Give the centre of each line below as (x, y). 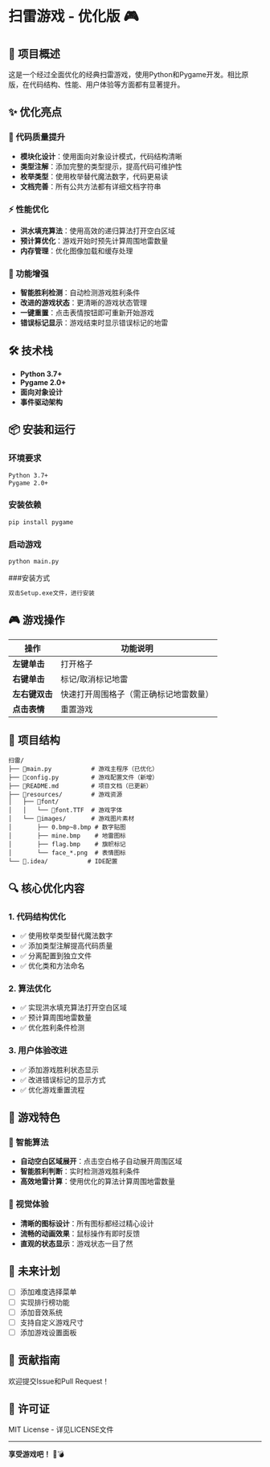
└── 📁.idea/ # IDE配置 (63, 862)
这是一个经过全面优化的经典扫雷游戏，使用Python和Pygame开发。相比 (125, 74)
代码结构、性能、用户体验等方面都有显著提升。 (107, 84)
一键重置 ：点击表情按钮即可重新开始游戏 (87, 313)
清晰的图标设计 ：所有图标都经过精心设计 (87, 1223)
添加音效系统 (41, 1312)
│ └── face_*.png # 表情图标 (67, 853)
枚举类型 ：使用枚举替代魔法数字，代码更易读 (94, 176)
